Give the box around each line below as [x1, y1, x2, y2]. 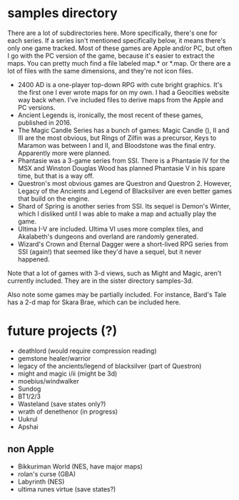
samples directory [7, 5, 118, 21]
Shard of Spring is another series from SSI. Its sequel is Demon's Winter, [17, 201, 231, 210]
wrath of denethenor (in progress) [17, 407, 118, 416]
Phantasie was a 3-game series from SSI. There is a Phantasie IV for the [17, 156, 230, 165]
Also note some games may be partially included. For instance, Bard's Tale [7, 290, 227, 299]
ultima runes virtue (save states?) [17, 484, 116, 494]
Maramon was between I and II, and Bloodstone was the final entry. [17, 141, 216, 149]
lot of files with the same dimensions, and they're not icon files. [7, 66, 194, 75]
